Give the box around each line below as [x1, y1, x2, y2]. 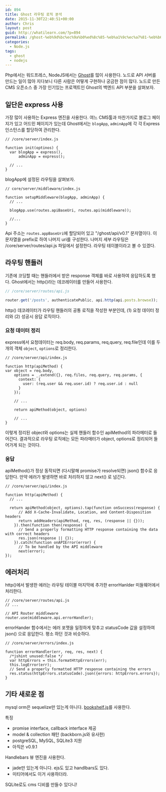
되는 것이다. [18, 442, 41, 448]
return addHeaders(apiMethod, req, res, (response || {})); [18, 519, 145, 524]
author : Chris [5, 21, 35, 26]
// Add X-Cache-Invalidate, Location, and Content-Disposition [18, 510, 152, 515]
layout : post [5, 26, 32, 31]
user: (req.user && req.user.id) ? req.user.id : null [23, 381, 138, 386]
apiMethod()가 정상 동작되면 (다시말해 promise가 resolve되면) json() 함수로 [5, 468, 153, 474]
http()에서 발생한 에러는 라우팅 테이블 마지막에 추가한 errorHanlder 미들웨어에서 [5, 582, 160, 588]
